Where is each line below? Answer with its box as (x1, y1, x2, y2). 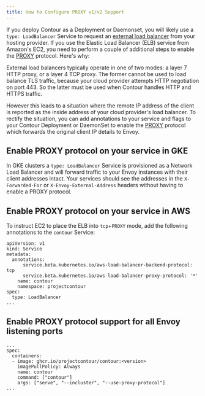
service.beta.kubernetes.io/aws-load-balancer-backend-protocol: (22, 262, 193, 268)
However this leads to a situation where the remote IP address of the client (6, 102, 195, 109)
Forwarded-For (6, 182, 43, 189)
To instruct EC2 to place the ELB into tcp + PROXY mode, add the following (6, 222, 188, 230)
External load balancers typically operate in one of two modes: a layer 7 (6, 64, 187, 71)
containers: (12, 353, 43, 359)
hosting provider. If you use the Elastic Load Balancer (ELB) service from (6, 39, 190, 46)
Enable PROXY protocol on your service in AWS (6, 206, 191, 216)
